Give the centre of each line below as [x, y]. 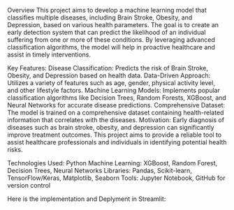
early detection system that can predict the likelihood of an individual [107, 32]
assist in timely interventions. [49, 54]
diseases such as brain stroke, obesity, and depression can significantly [111, 127]
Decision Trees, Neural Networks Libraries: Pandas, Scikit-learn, [100, 171]
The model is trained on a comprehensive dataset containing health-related [116, 112]
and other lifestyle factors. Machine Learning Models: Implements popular [114, 90]
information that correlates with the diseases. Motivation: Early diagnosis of [116, 120]
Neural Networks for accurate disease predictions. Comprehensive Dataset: [116, 105]
